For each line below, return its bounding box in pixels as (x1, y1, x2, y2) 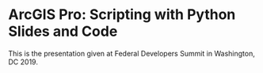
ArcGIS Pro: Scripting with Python (8, 6, 236, 24)
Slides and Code (8, 22, 118, 40)
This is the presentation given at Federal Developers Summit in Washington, (8, 48, 255, 58)
